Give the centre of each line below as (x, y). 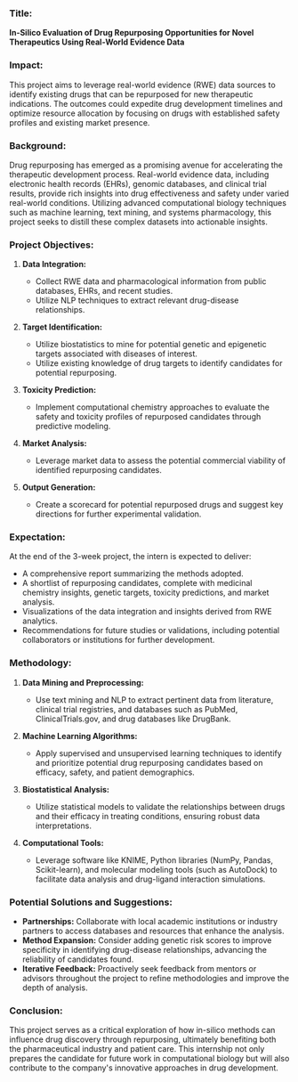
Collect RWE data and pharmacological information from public (151, 281)
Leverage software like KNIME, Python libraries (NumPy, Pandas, (154, 860)
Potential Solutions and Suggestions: (91, 902)
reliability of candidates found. (78, 959)
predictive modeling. (73, 427)
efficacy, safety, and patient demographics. (115, 772)
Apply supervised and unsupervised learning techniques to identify (158, 753)
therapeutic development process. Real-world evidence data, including (139, 174)
